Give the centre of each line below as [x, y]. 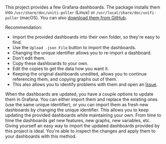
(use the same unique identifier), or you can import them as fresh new [77, 105]
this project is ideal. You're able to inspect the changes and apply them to [80, 131]
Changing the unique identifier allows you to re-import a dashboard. [82, 53]
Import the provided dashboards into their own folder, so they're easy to [86, 37]
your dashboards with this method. [41, 136]
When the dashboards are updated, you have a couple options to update [79, 94]
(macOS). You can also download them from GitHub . [73, 18]
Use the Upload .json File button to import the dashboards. [74, 47]
